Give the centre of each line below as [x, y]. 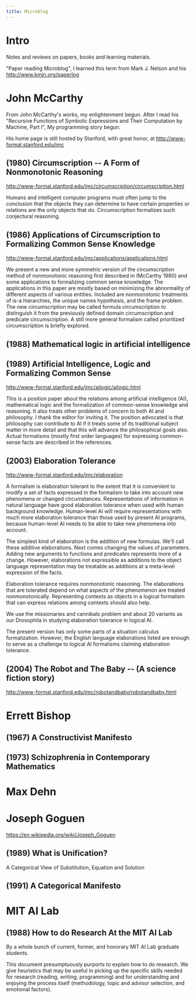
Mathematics [31, 766]
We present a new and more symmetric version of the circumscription [90, 269]
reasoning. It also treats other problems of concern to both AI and [85, 411]
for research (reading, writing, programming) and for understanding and [93, 977]
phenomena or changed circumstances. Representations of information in [95, 499]
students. [18, 953]
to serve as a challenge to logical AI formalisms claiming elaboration [88, 644]
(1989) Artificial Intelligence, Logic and [78, 364]
